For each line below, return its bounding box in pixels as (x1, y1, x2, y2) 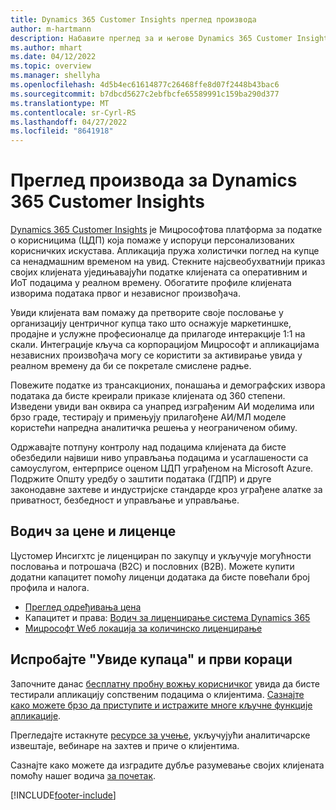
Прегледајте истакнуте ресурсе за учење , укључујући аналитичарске (10, 729, 311, 741)
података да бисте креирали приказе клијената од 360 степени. (10, 390, 286, 402)
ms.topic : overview (10, 61, 92, 71)
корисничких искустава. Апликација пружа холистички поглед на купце (10, 245, 320, 257)
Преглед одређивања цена (24, 601, 142, 613)
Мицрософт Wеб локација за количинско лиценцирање (24, 622, 263, 634)
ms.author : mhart (10, 42, 83, 53)
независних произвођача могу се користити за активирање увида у (10, 349, 303, 361)
